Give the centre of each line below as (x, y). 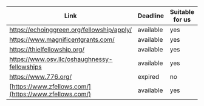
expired (148, 77)
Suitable (182, 12)
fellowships (25, 67)
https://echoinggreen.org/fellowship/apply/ (71, 30)
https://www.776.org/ (40, 77)
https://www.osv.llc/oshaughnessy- (61, 59)
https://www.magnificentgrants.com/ (62, 40)
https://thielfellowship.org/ (47, 49)
